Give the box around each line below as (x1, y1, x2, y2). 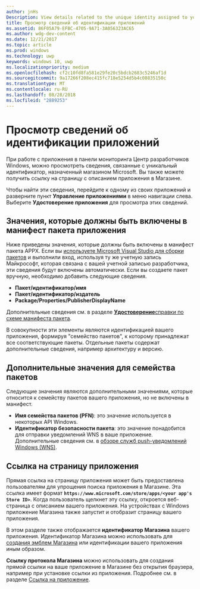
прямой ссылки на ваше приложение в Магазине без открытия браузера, (6, 563, 195, 570)
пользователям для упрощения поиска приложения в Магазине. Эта (6, 483, 182, 490)
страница (6, 502, 31, 509)
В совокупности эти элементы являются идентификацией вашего (6, 326, 174, 334)
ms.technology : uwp (6, 53, 55, 59)
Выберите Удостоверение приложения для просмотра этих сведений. (6, 199, 189, 206)
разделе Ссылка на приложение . (6, 576, 90, 583)
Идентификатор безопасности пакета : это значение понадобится (14, 424, 186, 432)
